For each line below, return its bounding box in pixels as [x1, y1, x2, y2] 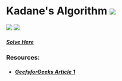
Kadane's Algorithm [6, 4, 108, 18]
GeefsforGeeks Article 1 [14, 68, 76, 75]
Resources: [6, 53, 40, 61]
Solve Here [6, 38, 34, 45]
